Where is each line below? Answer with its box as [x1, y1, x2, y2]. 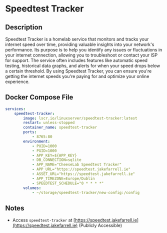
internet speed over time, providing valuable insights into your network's [5, 41, 154, 47]
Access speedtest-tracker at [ [12, 217, 75, 223]
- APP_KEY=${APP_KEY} [31, 153, 77, 158]
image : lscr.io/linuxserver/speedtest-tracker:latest [23, 115, 137, 120]
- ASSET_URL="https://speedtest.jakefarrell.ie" [31, 171, 135, 176]
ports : [23, 129, 37, 135]
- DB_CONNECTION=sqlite [31, 157, 81, 162]
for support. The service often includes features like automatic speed [5, 57, 148, 63]
